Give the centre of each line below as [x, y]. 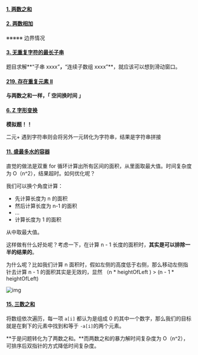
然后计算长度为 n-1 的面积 [46, 206]
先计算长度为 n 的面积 [41, 198]
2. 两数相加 [20, 24]
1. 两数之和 [19, 9]
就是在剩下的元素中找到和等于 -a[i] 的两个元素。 [65, 325]
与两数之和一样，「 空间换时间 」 [45, 96]
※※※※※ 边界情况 [26, 38]
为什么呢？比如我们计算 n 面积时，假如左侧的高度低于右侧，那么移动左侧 [95, 264]
